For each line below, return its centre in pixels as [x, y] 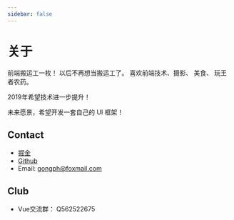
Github [27, 161]
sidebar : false [30, 14]
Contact [26, 135]
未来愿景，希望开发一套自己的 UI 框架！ [66, 112]
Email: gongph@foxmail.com [60, 169]
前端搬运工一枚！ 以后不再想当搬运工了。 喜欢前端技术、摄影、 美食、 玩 [114, 73]
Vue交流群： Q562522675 [56, 209]
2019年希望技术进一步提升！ [49, 96]
